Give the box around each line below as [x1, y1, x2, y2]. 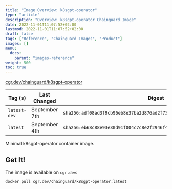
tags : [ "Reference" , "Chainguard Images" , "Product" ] [5, 36, 123, 42]
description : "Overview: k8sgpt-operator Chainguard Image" [5, 17, 137, 22]
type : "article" [5, 12, 40, 17]
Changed [33, 98, 56, 105]
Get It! [5, 155, 26, 164]
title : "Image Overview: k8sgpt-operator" [5, 7, 97, 13]
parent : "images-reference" [14, 55, 74, 61]
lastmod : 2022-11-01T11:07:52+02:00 [5, 27, 83, 32]
